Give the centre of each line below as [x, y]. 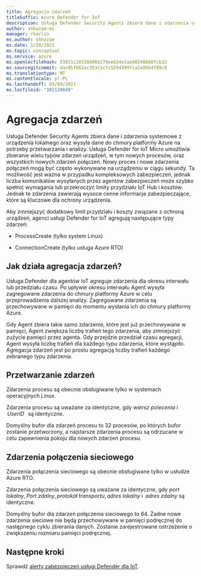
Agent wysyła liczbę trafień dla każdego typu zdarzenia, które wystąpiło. [96, 343]
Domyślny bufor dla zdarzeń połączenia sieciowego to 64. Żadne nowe [94, 514]
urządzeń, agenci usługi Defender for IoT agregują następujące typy [90, 218]
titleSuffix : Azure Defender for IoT [53, 17]
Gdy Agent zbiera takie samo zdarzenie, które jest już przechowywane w [96, 324]
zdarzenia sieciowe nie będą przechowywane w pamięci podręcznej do [94, 520]
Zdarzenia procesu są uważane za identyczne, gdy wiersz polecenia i [92, 407]
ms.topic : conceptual [33, 51]
